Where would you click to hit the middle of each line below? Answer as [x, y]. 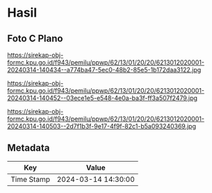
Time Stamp [31, 179]
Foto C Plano [35, 39]
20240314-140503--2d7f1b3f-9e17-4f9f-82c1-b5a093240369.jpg [102, 126]
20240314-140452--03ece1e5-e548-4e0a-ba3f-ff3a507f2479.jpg [103, 98]
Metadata [28, 148]
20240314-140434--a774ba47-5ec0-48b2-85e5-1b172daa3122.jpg [104, 70]
